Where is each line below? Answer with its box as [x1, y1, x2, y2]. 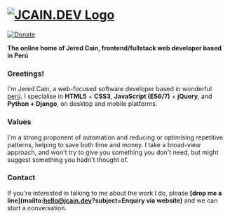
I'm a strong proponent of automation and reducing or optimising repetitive [7, 133, 223, 142]
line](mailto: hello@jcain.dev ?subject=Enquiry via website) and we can [7, 196, 218, 205]
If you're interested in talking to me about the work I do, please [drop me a [7, 189, 222, 197]
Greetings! [7, 69, 44, 79]
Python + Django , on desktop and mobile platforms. [7, 100, 158, 108]
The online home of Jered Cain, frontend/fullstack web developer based [7, 43, 222, 52]
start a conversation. [7, 203, 67, 212]
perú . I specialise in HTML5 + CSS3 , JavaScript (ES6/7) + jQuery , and [7, 92, 212, 101]
